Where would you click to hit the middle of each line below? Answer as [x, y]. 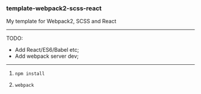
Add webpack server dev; [47, 56]
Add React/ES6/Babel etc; [47, 50]
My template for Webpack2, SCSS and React [61, 21]
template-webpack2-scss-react [54, 8]
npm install [30, 74]
